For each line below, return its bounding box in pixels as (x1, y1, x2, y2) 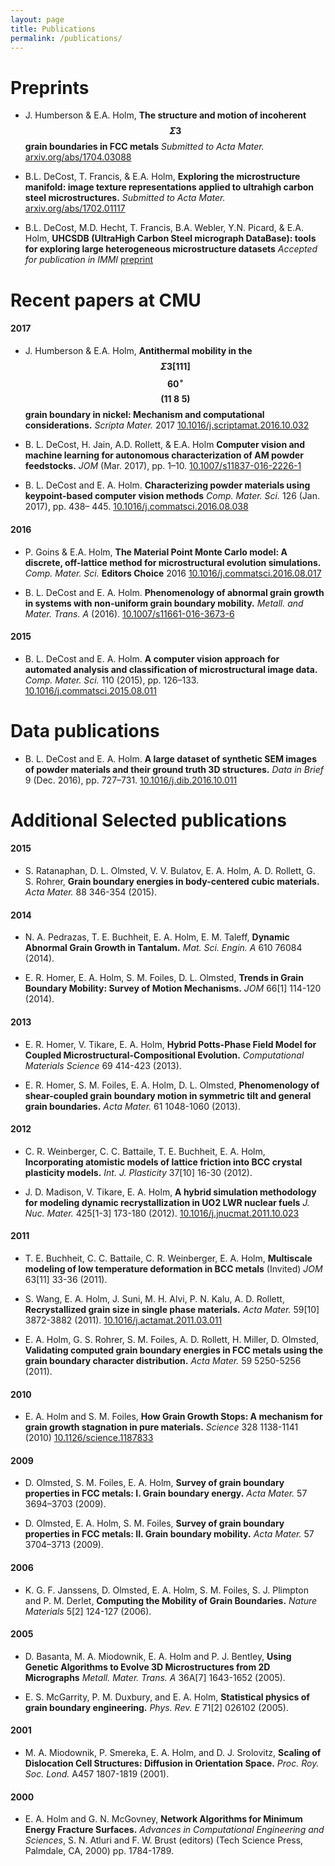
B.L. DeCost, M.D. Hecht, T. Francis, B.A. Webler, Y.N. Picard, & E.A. (24, 222, 304, 234)
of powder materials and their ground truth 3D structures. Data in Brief (24, 763, 324, 775)
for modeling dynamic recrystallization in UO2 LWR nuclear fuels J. (24, 1196, 310, 1208)
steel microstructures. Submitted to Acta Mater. (24, 192, 226, 204)
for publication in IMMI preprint (24, 254, 154, 266)
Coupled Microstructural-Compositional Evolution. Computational (24, 1049, 305, 1061)
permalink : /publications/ (10, 33, 123, 43)
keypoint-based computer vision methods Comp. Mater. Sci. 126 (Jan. (24, 490, 321, 502)
